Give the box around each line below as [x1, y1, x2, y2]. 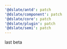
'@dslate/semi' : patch [4, 26, 51, 31]
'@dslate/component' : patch [4, 12, 63, 17]
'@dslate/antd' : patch [4, 7, 51, 12]
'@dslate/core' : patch [4, 16, 51, 21]
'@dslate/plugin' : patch [4, 21, 56, 26]
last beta [4, 39, 23, 45]
